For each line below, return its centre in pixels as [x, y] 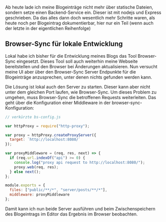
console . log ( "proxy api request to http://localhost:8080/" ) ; [80, 162]
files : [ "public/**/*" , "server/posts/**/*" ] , [58, 190]
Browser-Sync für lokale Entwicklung [64, 44]
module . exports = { [25, 185]
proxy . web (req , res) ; [36, 167]
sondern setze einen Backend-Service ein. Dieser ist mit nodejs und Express [83, 12]
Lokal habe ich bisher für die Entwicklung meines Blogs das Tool [71, 56]
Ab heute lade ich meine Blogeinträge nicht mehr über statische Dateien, [79, 7]
